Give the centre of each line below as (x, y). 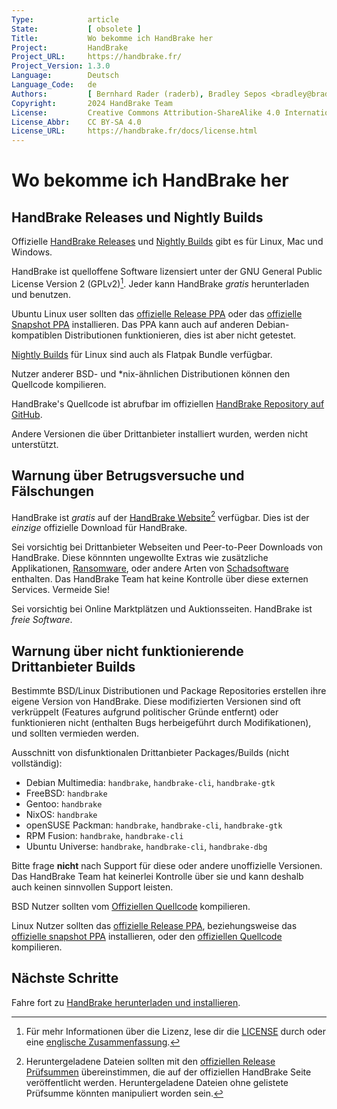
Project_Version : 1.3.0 (61, 66)
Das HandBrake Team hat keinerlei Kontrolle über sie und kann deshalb (157, 877)
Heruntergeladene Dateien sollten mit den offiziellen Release (150, 1061)
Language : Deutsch (65, 76)
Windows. (32, 252)
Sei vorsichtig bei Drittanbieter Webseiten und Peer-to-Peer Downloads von (167, 547)
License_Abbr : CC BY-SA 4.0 (76, 122)
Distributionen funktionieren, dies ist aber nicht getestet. (180, 335)
